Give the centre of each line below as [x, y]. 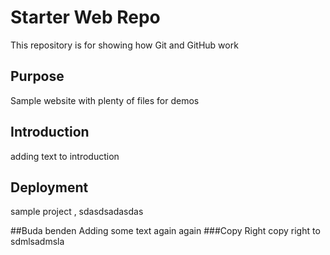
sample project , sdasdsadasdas [77, 212]
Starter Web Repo [85, 17]
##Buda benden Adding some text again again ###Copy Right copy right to [165, 231]
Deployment [49, 187]
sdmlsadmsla [37, 242]
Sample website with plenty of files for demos [105, 100]
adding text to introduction [65, 156]
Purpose [37, 76]
